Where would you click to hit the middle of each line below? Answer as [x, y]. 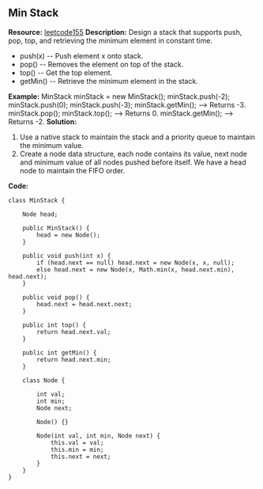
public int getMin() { [60, 353]
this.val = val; [77, 442]
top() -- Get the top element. [66, 72]
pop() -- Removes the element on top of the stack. [101, 64]
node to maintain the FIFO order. [72, 170]
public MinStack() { [56, 228]
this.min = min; [77, 449]
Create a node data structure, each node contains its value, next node [133, 154]
